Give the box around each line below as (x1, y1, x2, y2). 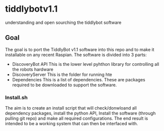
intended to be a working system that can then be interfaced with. (5, 121, 138, 127)
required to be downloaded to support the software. (12, 82, 117, 88)
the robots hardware (12, 66, 54, 72)
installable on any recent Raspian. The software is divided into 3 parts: (5, 52, 147, 57)
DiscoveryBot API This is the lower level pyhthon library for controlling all (12, 61, 159, 67)
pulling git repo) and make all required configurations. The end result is (5, 115, 148, 121)
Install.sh (5, 94, 28, 101)
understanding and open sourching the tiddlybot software (5, 19, 121, 25)
